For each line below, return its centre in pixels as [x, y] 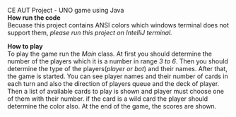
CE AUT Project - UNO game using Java [66, 10]
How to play [25, 46]
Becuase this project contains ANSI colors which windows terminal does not [118, 25]
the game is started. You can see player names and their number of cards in [118, 76]
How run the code [34, 18]
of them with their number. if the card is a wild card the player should [108, 99]
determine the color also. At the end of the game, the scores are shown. [112, 106]
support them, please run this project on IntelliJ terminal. [90, 32]
